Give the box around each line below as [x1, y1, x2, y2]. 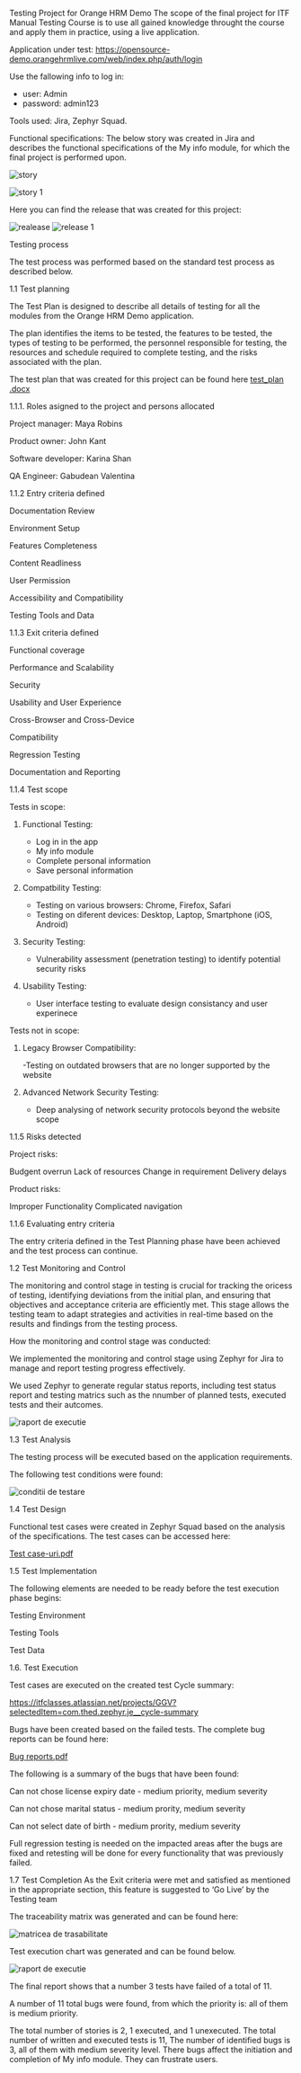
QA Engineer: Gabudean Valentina [9, 471, 136, 481]
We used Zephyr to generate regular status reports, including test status [9, 1380, 277, 1391]
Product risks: [9, 1184, 61, 1194]
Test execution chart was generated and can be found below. [9, 1946, 236, 1956]
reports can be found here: [9, 1734, 110, 1744]
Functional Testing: [22, 819, 93, 830]
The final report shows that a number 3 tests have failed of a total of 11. [9, 1981, 272, 1991]
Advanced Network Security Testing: [22, 1087, 160, 1098]
